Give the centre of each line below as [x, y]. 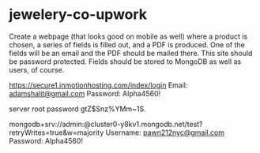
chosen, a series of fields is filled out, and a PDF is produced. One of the [127, 44]
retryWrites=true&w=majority [57, 132]
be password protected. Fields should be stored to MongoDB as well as [125, 62]
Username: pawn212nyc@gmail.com [165, 132]
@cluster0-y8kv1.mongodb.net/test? [143, 124]
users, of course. [37, 69]
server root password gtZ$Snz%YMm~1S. [77, 109]
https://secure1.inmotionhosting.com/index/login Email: [98, 85]
